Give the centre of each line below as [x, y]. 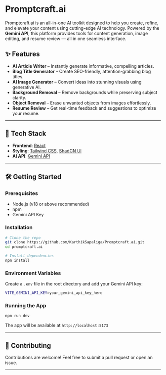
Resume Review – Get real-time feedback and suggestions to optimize [84, 108]
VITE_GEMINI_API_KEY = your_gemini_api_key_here [54, 293]
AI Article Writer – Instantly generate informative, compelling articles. [83, 66]
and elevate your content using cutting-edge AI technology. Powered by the [82, 28]
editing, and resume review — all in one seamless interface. [66, 39]
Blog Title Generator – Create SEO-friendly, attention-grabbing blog [82, 71]
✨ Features [22, 54]
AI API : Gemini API [31, 156]
